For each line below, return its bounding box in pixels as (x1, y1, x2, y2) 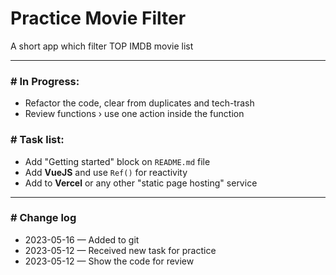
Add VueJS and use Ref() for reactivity (24, 166, 188, 178)
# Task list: (10, 133, 65, 147)
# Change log (10, 211, 77, 225)
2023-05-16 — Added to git (24, 233, 140, 246)
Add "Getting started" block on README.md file (24, 155, 211, 167)
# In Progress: (10, 74, 80, 88)
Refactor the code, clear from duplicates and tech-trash (24, 97, 255, 109)
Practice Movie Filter (10, 7, 187, 30)
